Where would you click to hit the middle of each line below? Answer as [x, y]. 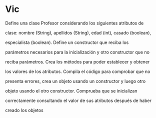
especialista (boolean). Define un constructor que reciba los [67, 42]
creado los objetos [24, 110]
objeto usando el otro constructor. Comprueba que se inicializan [71, 90]
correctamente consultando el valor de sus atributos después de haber [78, 100]
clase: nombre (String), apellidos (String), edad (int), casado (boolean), [78, 32]
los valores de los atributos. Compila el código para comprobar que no [78, 71]
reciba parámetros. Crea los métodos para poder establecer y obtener [77, 61]
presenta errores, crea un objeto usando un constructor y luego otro [75, 81]
